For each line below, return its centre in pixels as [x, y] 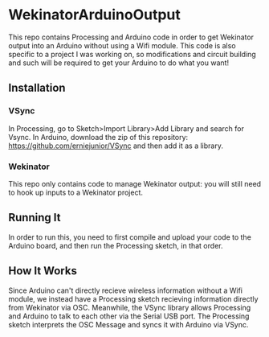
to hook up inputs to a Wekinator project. [75, 192]
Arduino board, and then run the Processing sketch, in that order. [116, 245]
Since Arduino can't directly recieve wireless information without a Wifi [126, 290]
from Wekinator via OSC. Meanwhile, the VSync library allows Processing [130, 307]
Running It [35, 218]
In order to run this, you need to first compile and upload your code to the [130, 237]
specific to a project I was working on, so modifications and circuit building [132, 54]
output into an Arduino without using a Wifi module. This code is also [122, 45]
